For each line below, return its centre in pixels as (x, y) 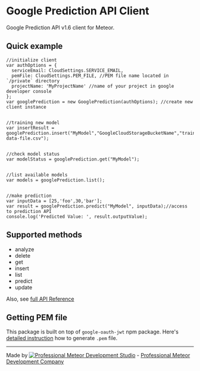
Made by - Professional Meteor (98, 355)
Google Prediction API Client (78, 11)
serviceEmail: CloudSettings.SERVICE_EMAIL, (68, 70)
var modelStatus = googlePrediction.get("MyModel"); (73, 159)
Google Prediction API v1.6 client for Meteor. (60, 27)
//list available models (37, 175)
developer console (29, 91)
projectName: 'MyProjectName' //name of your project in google (93, 86)
